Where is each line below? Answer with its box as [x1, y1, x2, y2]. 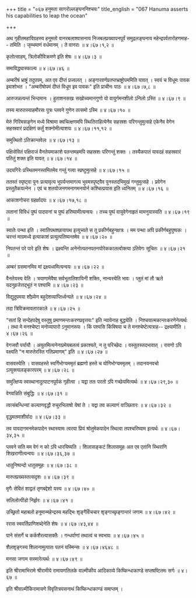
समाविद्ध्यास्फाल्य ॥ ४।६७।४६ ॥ [6, 65, 70, 71]
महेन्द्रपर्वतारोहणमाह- [153, 35, 190, 42]
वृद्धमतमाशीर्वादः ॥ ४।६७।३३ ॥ [6, 414, 66, 420]
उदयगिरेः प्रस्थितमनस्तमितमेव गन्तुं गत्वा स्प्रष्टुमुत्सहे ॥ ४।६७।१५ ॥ [6, 167, 129, 173]
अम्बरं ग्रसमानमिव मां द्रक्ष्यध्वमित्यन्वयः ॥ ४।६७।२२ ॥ [6, 264, 104, 270]
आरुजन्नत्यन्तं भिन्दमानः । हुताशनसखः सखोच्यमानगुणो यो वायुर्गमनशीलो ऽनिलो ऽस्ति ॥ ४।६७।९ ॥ [6, 95, 185, 102]
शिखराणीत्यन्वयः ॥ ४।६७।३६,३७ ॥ [6, 450, 75, 457]
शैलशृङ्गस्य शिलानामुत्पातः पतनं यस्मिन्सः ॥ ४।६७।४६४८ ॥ [6, 544, 119, 551]
